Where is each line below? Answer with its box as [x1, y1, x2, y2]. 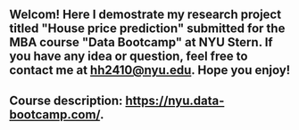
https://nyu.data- [125, 93, 225, 108]
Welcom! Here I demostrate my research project [9, 7, 282, 22]
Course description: [9, 93, 123, 108]
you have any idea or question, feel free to [9, 49, 248, 64]
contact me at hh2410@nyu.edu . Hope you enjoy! [9, 62, 291, 78]
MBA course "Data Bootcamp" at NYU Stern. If [9, 35, 274, 50]
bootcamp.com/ [9, 107, 101, 122]
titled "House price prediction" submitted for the [9, 21, 286, 37]
